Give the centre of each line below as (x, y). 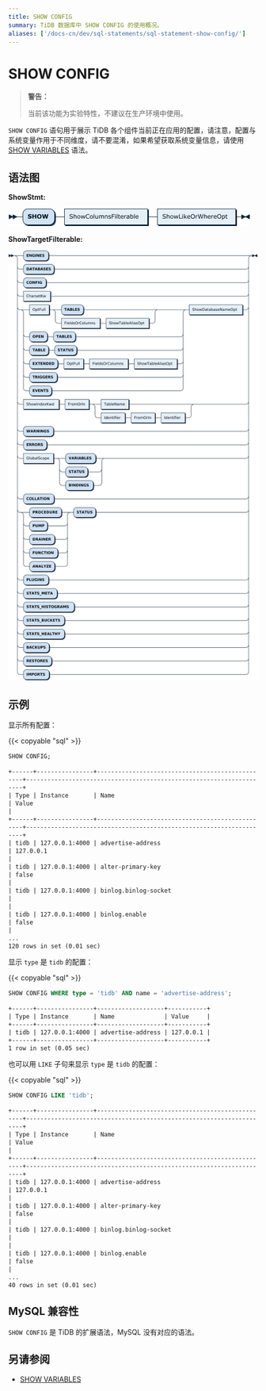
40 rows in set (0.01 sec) (53, 1285)
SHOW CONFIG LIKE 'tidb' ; (51, 1096)
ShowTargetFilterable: (46, 239)
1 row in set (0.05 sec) (49, 1048)
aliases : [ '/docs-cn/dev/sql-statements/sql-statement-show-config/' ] (127, 33)
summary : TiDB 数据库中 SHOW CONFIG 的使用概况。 (86, 25)
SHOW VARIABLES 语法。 (50, 150)
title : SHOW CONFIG (40, 17)
